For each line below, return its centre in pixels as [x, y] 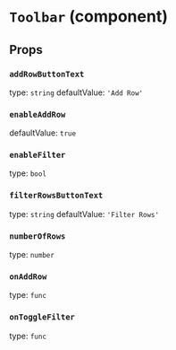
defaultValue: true [43, 133]
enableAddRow [38, 114]
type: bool [28, 173]
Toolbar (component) [88, 17]
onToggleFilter [42, 317]
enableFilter [38, 155]
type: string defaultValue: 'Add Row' [76, 92]
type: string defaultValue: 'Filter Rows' [84, 214]
